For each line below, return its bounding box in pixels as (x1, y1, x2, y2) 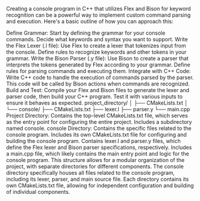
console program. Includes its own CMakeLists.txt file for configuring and (6, 131, 187, 138)
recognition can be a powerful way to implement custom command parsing (6, 11, 191, 19)
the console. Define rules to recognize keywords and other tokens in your (6, 48, 187, 56)
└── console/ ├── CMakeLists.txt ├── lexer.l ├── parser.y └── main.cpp (6, 106, 190, 112)
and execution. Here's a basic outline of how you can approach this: (6, 18, 174, 25)
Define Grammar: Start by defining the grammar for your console (6, 29, 165, 36)
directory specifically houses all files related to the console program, (6, 169, 175, 176)
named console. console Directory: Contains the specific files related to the (6, 125, 192, 132)
